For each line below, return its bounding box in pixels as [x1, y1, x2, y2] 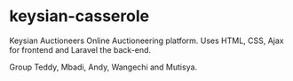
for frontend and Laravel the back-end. [9, 44, 152, 55]
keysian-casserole [9, 6, 149, 26]
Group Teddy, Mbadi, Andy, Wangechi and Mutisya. [9, 62, 198, 72]
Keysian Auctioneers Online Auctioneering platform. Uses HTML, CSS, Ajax [9, 35, 284, 46]
